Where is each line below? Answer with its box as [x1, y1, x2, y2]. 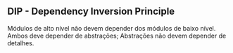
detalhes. [7, 38, 34, 47]
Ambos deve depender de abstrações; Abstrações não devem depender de [7, 31, 227, 40]
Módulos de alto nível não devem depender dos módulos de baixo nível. [7, 24, 216, 32]
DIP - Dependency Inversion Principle [7, 6, 175, 17]
